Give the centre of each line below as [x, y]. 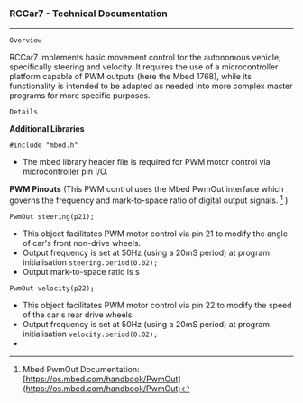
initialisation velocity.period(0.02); [90, 334]
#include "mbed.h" [44, 146]
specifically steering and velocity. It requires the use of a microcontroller [144, 67]
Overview [26, 41]
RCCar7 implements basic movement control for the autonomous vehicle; [145, 58]
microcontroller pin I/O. [65, 172]
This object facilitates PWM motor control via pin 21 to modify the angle [155, 234]
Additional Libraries [47, 129]
